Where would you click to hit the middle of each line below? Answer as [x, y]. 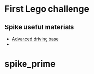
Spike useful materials [39, 27]
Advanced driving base [35, 39]
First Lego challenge [47, 9]
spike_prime [30, 64]
